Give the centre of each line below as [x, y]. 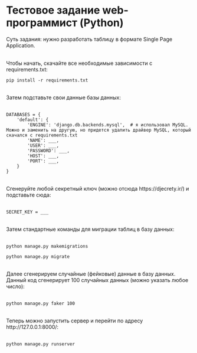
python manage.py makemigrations [47, 246]
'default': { [33, 120]
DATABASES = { [24, 115]
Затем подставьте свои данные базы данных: [64, 97]
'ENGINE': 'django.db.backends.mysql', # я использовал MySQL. [108, 125]
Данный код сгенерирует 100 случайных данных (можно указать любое [97, 280]
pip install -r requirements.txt [47, 80]
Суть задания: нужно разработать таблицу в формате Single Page [89, 39]
